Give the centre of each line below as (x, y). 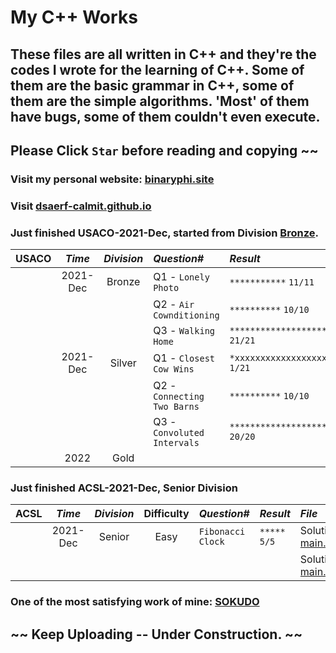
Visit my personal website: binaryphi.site (112, 179)
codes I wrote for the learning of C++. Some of (157, 69)
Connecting (179, 397)
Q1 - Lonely (181, 277)
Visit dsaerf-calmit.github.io (81, 206)
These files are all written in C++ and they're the (163, 54)
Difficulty (166, 514)
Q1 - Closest (184, 358)
